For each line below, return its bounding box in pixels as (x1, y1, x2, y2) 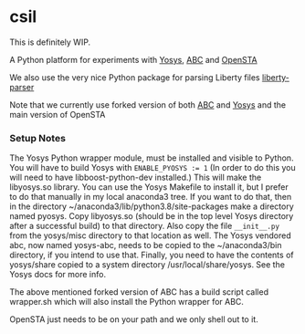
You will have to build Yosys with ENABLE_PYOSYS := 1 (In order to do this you (9, 162, 296, 173)
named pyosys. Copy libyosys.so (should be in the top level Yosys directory (9, 211, 294, 222)
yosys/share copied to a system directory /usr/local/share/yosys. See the (9, 259, 286, 270)
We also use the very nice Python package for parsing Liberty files (9, 71, 260, 83)
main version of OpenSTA (9, 109, 106, 120)
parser (9, 81, 35, 92)
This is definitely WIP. (9, 37, 91, 47)
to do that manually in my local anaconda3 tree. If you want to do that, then (9, 192, 292, 203)
